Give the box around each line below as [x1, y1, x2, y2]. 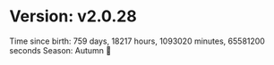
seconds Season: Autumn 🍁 [9, 45, 112, 55]
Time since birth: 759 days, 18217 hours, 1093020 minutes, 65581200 [9, 36, 266, 46]
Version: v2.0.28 [9, 6, 137, 27]
